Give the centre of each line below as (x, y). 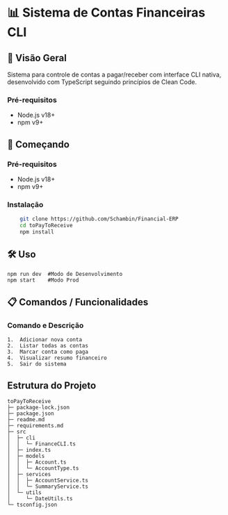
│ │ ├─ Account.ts (37, 462)
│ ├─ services (29, 475)
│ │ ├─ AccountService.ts (48, 481)
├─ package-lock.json (39, 408)
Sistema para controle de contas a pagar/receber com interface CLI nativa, (114, 74)
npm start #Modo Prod (43, 280)
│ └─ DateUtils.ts (40, 499)
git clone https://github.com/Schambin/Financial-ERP (99, 219)
